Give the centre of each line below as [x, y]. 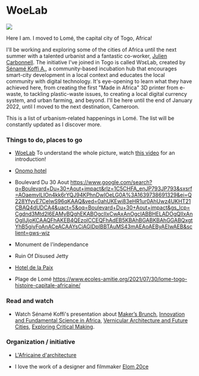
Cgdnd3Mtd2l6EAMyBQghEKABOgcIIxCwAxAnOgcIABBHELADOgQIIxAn [104, 214]
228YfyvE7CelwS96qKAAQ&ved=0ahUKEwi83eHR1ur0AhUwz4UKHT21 [103, 201]
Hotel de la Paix [34, 268]
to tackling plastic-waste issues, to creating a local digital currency [105, 94]
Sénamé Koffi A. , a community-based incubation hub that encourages [91, 69]
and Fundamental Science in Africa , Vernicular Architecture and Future [101, 320]
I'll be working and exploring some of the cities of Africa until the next [91, 49]
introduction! [30, 159]
